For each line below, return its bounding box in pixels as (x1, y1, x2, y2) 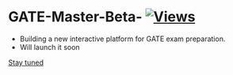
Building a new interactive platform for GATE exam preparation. (19, 34, 226, 43)
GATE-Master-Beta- (8, 8, 143, 26)
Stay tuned (8, 58, 44, 67)
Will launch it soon (19, 42, 81, 51)
